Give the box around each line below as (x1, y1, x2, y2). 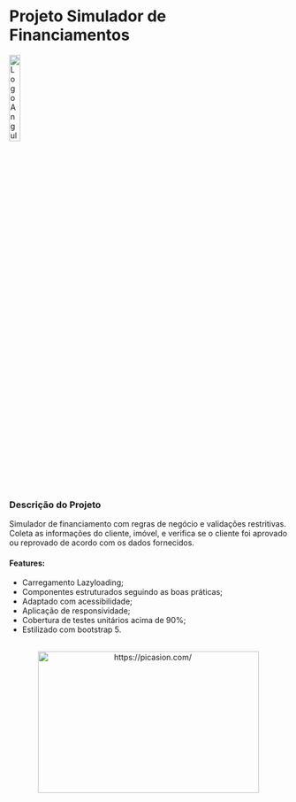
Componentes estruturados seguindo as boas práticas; (21, 587, 223, 598)
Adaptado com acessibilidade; (21, 596, 133, 607)
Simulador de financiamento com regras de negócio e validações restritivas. (9, 519, 287, 529)
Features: (9, 558, 46, 568)
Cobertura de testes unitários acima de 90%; (21, 615, 186, 626)
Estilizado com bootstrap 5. (21, 624, 122, 635)
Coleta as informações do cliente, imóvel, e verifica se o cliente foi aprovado (9, 528, 288, 539)
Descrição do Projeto (9, 498, 102, 511)
